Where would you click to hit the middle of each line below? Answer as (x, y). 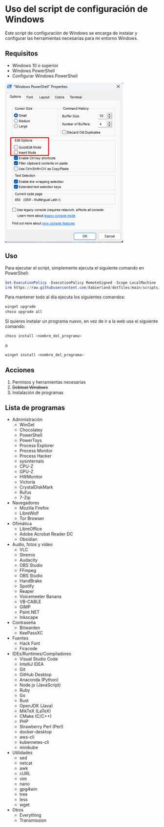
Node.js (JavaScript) (40, 685)
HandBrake (31, 581)
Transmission (33, 820)
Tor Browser (32, 518)
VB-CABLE (30, 602)
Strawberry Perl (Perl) (41, 727)
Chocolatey (31, 430)
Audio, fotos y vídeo (32, 544)
